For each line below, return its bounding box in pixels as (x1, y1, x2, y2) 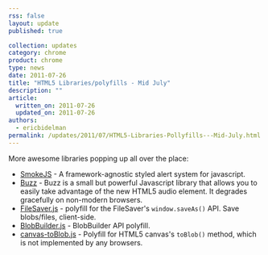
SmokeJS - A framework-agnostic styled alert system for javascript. (19, 169, 245, 178)
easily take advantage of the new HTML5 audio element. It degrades (19, 186, 248, 196)
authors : (8, 116, 38, 125)
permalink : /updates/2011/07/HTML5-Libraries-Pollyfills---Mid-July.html (8, 132, 262, 140)
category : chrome (8, 49, 67, 57)
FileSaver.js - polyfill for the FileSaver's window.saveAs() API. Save (19, 203, 240, 213)
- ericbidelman (15, 124, 67, 132)
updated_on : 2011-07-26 (15, 109, 95, 117)
